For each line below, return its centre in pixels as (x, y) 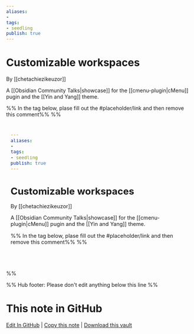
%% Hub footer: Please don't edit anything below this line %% (82, 285)
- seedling (19, 28)
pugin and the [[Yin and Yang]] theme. (52, 97)
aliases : (17, 12)
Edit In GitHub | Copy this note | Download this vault (69, 325)
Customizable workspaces (73, 63)
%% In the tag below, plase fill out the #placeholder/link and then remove (95, 108)
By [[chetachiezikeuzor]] (36, 79)
